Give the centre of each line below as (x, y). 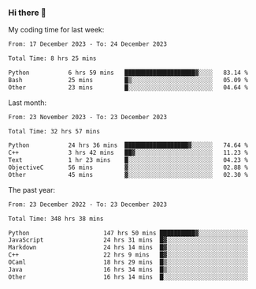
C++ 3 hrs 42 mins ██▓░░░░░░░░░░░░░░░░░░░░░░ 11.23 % (128, 153)
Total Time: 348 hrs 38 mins (56, 219)
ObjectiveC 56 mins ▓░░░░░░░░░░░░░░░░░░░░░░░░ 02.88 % (128, 168)
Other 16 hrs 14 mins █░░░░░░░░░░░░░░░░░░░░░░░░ (128, 277)
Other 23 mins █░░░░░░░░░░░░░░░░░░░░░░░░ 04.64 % (128, 87)
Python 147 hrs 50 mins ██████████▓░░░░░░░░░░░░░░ (128, 233)
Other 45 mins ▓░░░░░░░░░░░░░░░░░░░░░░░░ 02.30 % (128, 175)
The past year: (32, 190)
